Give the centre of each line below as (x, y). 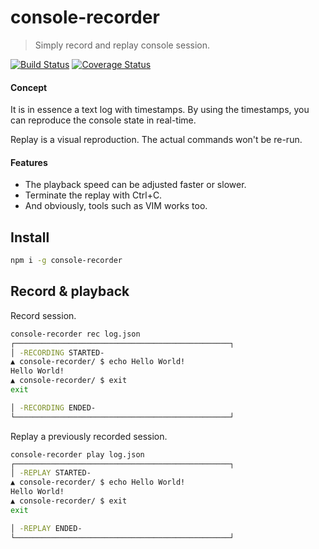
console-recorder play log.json (77, 454)
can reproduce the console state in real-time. (103, 120)
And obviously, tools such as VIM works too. (116, 206)
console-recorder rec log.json (75, 334)
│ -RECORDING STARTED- (57, 352)
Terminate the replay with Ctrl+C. (93, 195)
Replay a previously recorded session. (89, 436)
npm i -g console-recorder (66, 261)
